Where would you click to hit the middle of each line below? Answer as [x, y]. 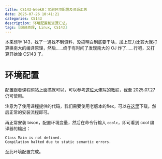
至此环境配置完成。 [24, 152]
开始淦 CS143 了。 [27, 54]
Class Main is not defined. [33, 138]
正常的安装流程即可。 [30, 112]
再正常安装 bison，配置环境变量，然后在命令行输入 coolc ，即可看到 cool [77, 123]
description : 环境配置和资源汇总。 [37, 23]
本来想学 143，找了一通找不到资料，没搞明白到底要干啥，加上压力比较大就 [79, 42]
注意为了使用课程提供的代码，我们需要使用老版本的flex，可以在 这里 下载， [79, 106]
